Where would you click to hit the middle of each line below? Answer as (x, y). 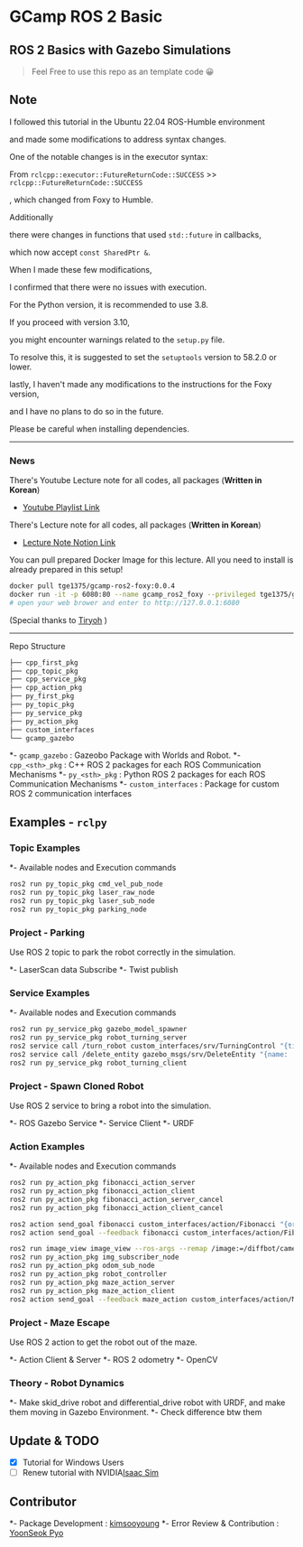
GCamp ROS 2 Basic (86, 17)
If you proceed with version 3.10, (70, 322)
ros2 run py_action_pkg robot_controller (88, 1274)
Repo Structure (37, 646)
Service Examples (50, 993)
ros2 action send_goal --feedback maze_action (98, 1299)
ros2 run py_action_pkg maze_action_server (92, 1282)
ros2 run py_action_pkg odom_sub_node (82, 1266)
